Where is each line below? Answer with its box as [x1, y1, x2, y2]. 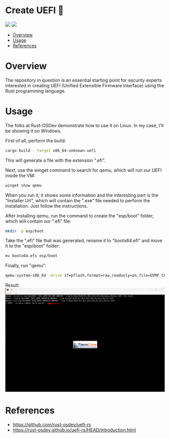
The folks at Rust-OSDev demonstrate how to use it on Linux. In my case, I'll [5, 122, 164, 128]
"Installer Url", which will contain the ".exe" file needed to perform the [5, 197, 150, 203]
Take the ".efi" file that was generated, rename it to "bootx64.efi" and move [5, 238, 163, 244]
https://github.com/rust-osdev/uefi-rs [12, 421, 91, 427]
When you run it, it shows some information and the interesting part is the [5, 192, 158, 198]
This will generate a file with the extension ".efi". [5, 157, 106, 163]
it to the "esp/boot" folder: [5, 243, 60, 249]
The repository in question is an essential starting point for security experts [5, 77, 162, 83]
